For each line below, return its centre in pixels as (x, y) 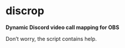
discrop (25, 11)
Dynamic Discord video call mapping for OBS (62, 27)
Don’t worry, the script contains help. (51, 39)
